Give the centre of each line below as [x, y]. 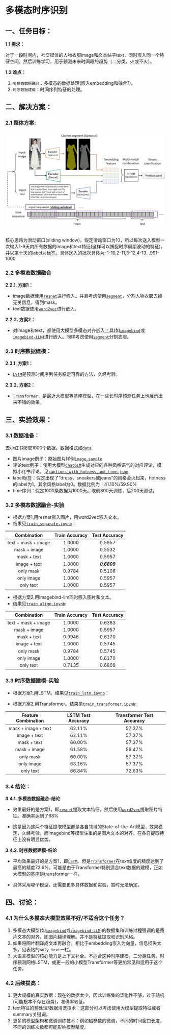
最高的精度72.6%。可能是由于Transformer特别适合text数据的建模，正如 [88, 867]
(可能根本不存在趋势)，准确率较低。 [50, 1001]
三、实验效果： [29, 420]
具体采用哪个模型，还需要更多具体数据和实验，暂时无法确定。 [77, 884]
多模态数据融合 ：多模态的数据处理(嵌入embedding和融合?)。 [74, 83]
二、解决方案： [29, 107]
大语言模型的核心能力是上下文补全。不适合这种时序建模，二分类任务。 [86, 956]
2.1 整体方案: [21, 123]
